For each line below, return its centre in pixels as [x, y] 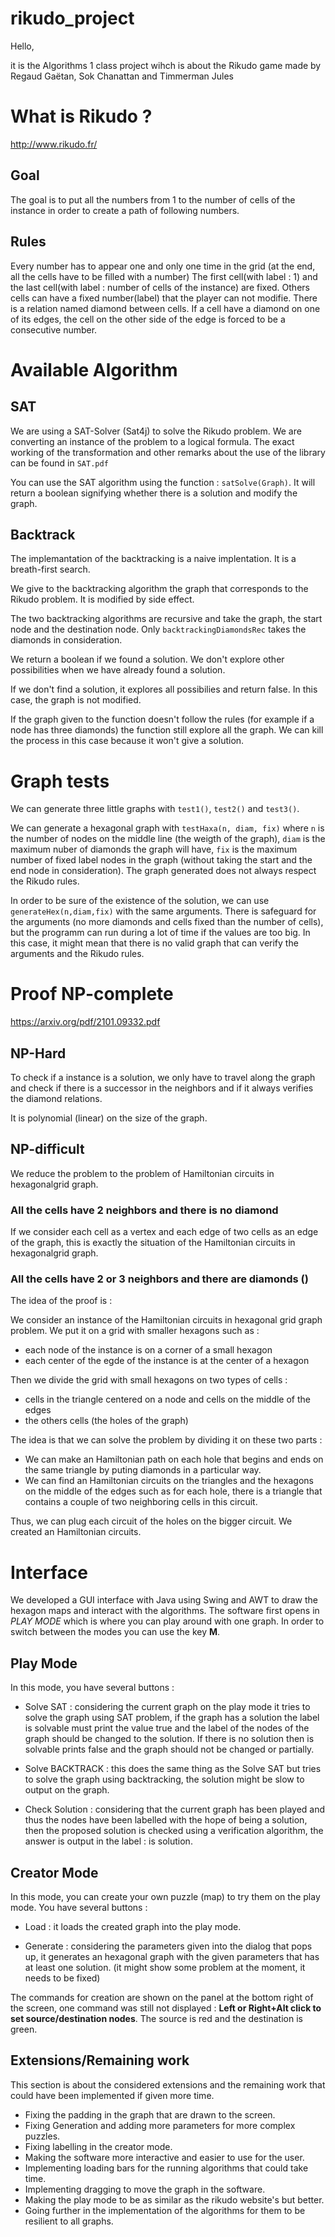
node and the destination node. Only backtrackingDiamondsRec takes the [158, 629]
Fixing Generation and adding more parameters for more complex [160, 2125]
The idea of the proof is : [61, 1301]
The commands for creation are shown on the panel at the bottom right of [162, 1997]
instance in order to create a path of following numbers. [125, 210]
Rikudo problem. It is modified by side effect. [102, 599]
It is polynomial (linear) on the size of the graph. [109, 1118]
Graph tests [60, 781]
